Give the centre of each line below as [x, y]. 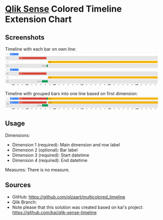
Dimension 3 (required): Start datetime [51, 155]
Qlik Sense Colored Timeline [63, 9]
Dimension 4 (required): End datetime [50, 160]
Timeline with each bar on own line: [41, 49]
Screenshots [25, 37]
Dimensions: [18, 135]
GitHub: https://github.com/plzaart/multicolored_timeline [69, 197]
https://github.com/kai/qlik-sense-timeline [54, 212]
